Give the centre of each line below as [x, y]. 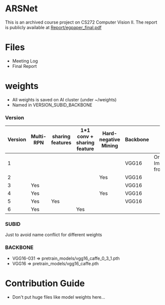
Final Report [24, 66]
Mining [110, 146]
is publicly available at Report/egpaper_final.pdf [53, 27]
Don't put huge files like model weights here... [59, 297]
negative [110, 140]
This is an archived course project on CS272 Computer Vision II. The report [81, 22]
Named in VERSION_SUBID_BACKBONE [52, 105]
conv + [85, 137]
